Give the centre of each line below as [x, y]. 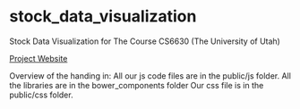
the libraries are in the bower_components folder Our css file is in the [137, 85]
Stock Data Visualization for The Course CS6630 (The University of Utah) [145, 41]
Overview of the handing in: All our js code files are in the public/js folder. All [150, 75]
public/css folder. [41, 95]
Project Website [39, 58]
